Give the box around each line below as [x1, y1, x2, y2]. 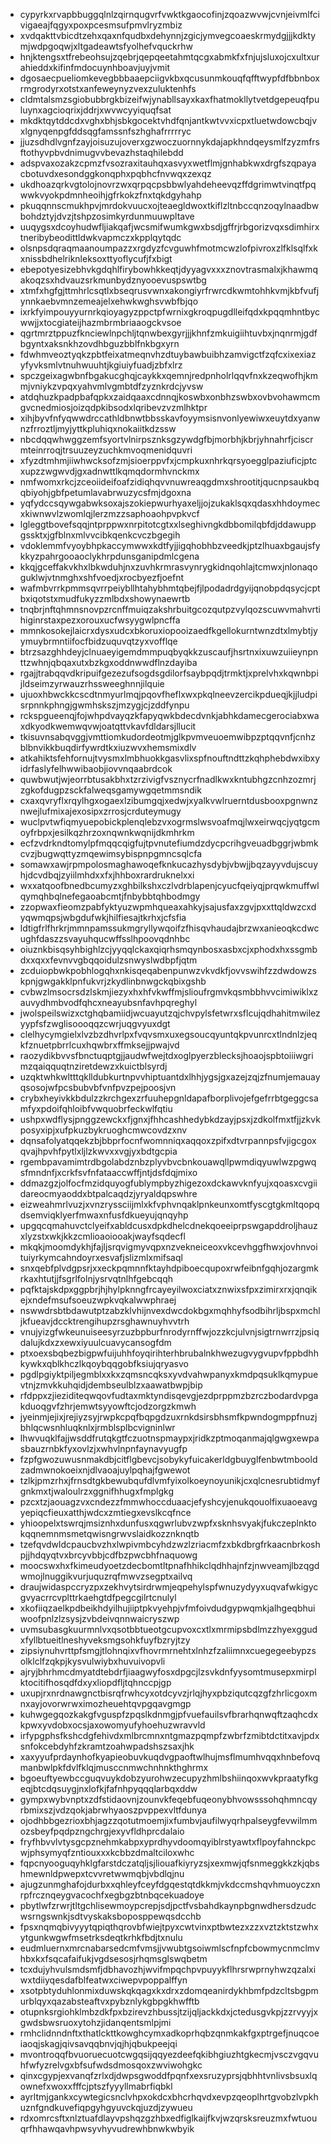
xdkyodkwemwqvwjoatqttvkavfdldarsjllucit [19, 720, 197, 732]
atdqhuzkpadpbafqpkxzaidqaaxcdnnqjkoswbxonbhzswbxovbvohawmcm [19, 391, 321, 403]
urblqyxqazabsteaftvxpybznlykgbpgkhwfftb [19, 1995, 200, 2007]
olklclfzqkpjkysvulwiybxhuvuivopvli [19, 1655, 166, 1667]
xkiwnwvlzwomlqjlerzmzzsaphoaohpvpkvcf [19, 508, 200, 519]
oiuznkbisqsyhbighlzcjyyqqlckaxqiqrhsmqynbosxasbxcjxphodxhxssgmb [19, 944, 318, 955]
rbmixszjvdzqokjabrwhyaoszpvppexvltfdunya [19, 1804, 207, 1816]
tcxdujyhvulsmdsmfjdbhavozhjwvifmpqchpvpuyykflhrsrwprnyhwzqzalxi [19, 1964, 317, 1975]
